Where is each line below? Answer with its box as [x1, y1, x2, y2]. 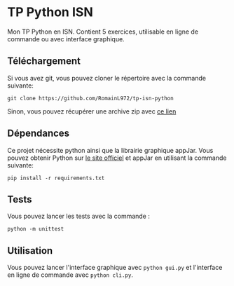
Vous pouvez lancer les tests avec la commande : [7, 212, 151, 221]
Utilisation [7, 245, 53, 257]
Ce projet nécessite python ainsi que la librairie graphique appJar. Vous [7, 146, 214, 154]
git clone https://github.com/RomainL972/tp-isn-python [7, 95, 174, 102]
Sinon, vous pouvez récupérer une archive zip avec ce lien [7, 107, 177, 116]
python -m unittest [7, 226, 64, 233]
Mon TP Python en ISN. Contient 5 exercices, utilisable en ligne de [7, 27, 198, 36]
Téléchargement [7, 55, 81, 67]
